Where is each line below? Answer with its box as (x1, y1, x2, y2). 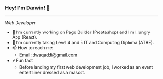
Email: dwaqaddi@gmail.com (19, 52, 78, 58)
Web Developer (5, 20, 36, 26)
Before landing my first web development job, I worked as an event (19, 64, 153, 70)
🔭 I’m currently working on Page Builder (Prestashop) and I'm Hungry (12, 29, 150, 35)
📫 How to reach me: (12, 45, 54, 51)
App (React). (12, 34, 38, 40)
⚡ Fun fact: (12, 58, 34, 63)
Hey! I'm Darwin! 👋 (5, 4, 50, 11)
